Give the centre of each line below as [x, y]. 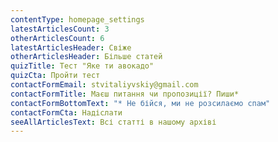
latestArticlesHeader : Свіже [71, 47]
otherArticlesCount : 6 [57, 38]
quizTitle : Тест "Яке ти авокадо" [82, 66]
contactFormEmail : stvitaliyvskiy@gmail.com [104, 85]
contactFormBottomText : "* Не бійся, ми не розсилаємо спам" [140, 103]
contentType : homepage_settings [77, 19]
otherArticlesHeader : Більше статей [86, 57]
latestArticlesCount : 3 [60, 29]
